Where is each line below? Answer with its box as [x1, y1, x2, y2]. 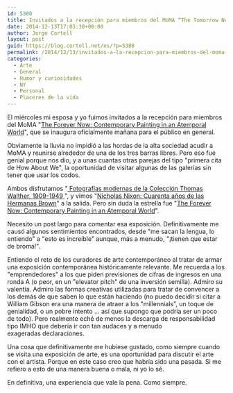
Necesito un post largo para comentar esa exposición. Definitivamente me [7, 220, 219, 228]
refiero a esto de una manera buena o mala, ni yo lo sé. [7, 365, 164, 373]
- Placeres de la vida [13, 94, 79, 101]
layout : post [7, 36, 45, 43]
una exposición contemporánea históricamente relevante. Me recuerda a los [7, 263, 225, 271]
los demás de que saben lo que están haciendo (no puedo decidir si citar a [7, 292, 221, 301]
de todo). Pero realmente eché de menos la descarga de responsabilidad [7, 315, 216, 323]
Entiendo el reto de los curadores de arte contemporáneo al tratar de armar [7, 256, 223, 264]
